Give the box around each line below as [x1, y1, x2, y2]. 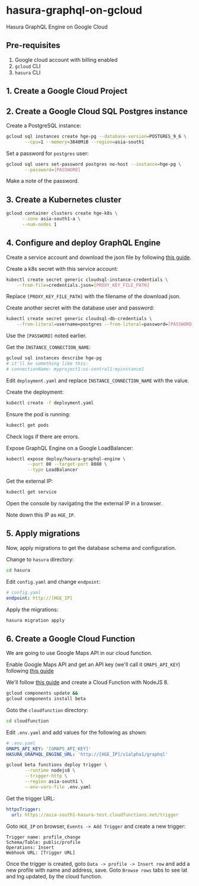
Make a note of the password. [6, 178, 79, 185]
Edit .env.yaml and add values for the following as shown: [6, 729, 147, 736]
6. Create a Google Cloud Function [6, 634, 135, 644]
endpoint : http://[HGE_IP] [6, 595, 73, 601]
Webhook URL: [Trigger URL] [6, 850, 76, 856]
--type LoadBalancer [27, 467, 78, 473]
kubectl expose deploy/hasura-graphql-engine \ [6, 455, 126, 462]
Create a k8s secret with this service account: [6, 265, 118, 272]
